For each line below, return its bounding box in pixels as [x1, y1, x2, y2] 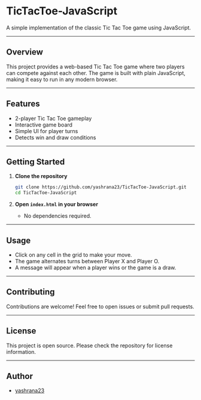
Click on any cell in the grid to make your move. [14, 251, 133, 258]
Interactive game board [14, 121, 73, 128]
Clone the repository [14, 173, 68, 180]
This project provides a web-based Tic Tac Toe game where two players [6, 63, 185, 70]
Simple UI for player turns [14, 127, 78, 134]
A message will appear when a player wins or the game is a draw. [14, 264, 176, 271]
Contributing [6, 287, 55, 297]
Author [6, 371, 33, 381]
